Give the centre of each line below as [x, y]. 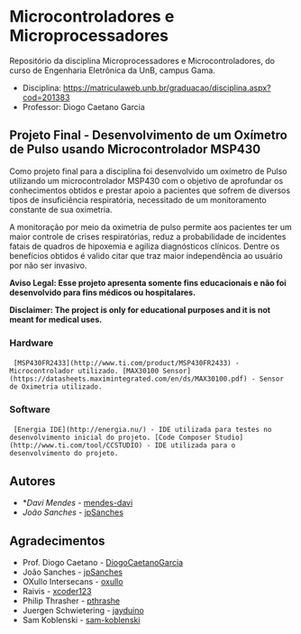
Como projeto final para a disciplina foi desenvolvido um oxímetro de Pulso [148, 171]
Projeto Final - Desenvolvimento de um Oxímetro [149, 136]
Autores [32, 481]
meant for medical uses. [56, 319]
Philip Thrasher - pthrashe [71, 601]
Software [30, 409]
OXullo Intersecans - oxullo [73, 581]
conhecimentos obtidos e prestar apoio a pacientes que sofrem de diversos [150, 190]
